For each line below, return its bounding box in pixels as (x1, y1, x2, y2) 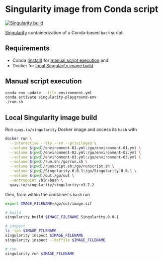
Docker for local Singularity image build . (12, 62, 95, 68)
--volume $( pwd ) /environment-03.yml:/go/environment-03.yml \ (9, 154, 141, 160)
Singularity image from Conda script (5, 3, 159, 15)
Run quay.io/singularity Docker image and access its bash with (5, 127, 137, 132)
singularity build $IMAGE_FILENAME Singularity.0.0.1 (5, 215, 119, 220)
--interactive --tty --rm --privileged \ (9, 140, 97, 145)
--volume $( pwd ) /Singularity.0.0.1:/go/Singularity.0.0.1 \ (9, 168, 137, 174)
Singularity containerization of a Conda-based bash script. (5, 29, 124, 35)
